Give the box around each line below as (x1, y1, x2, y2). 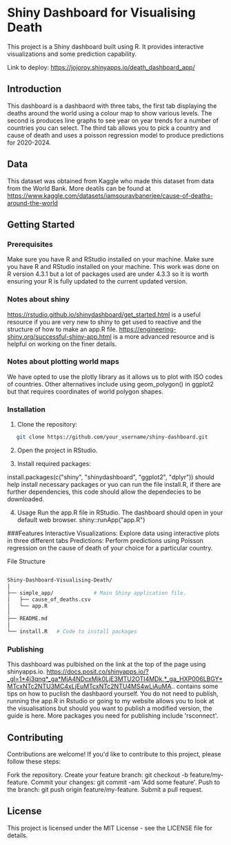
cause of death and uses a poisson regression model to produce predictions (7, 131, 224, 139)
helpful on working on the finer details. (7, 340, 117, 348)
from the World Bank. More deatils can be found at (7, 184, 151, 192)
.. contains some (171, 682, 219, 691)
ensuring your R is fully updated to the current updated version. (7, 277, 188, 286)
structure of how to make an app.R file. (7, 325, 118, 333)
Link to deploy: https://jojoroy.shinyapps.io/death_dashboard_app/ (7, 63, 195, 71)
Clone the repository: (17, 420, 78, 429)
